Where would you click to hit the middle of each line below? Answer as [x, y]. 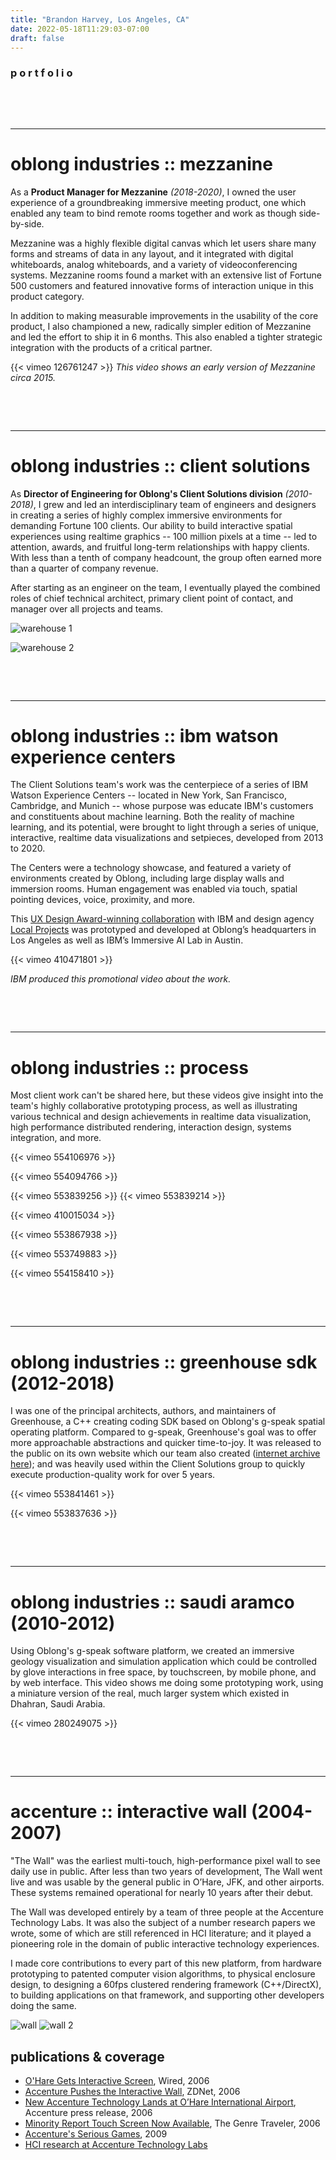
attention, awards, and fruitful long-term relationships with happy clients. [160, 547]
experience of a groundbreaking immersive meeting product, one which [158, 202]
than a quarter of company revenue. [84, 568]
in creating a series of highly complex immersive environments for [146, 515]
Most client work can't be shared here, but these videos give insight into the [167, 1095]
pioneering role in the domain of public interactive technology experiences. [165, 1944]
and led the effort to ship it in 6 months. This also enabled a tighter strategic [166, 337]
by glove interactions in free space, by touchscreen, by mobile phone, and [163, 1672]
